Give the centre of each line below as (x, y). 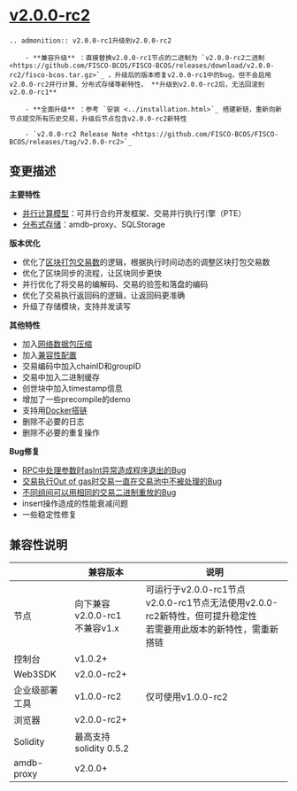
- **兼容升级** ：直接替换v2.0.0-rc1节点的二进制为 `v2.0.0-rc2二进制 (145, 58)
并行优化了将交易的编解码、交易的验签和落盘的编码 (115, 283)
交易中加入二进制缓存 (61, 376)
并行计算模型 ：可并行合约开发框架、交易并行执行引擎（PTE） (134, 213)
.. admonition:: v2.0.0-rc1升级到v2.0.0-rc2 (91, 41)
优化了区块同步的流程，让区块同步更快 (91, 273)
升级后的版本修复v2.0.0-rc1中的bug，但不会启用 (193, 75)
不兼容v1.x (97, 628)
